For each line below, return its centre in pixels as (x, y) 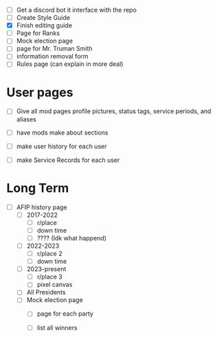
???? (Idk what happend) (72, 238)
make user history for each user (61, 146)
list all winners (57, 327)
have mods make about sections (62, 132)
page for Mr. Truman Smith (55, 49)
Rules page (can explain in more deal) (70, 64)
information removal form (52, 56)
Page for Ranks (38, 33)
